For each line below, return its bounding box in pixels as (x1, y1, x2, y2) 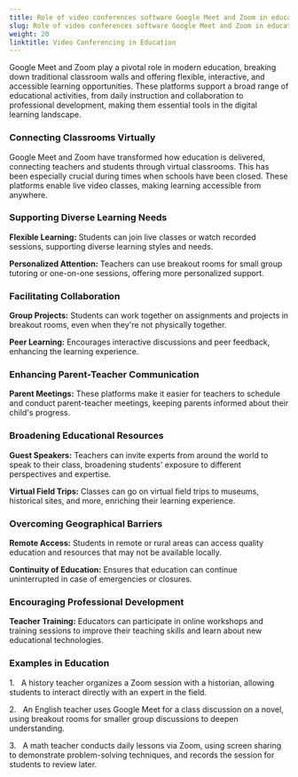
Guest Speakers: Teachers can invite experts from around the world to (9, 449, 269, 460)
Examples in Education (9, 657, 110, 670)
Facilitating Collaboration (9, 289, 121, 302)
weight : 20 (9, 29, 50, 38)
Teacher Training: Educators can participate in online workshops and (9, 616, 264, 627)
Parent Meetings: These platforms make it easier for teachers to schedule (9, 388, 281, 400)
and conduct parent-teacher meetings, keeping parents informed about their (9, 398, 289, 408)
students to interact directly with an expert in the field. (9, 686, 207, 697)
